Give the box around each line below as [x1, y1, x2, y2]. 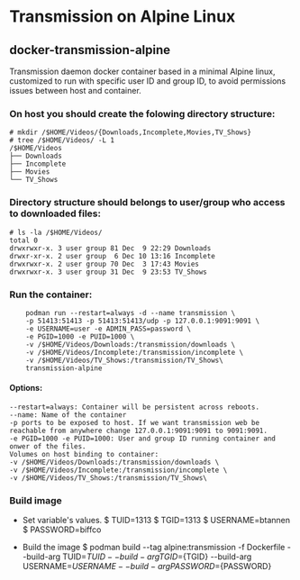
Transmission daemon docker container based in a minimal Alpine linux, [9, 66, 277, 77]
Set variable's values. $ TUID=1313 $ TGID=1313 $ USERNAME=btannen [22, 515, 291, 526]
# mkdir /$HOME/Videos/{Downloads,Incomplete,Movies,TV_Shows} [9, 128, 252, 137]
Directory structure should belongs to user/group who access [9, 196, 286, 209]
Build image [9, 494, 63, 507]
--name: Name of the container [9, 411, 127, 420]
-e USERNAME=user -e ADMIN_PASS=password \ [25, 324, 192, 333]
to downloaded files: [9, 207, 102, 220]
